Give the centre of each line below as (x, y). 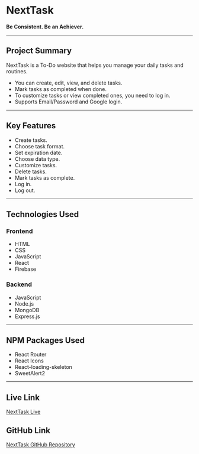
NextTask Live (23, 412)
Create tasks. (31, 140)
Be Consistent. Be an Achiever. (45, 27)
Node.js (24, 304)
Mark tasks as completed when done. (60, 89)
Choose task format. (40, 146)
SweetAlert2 (30, 374)
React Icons (29, 361)
